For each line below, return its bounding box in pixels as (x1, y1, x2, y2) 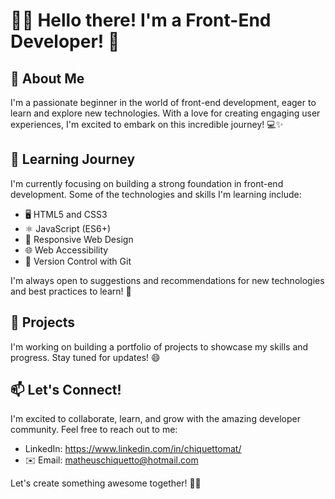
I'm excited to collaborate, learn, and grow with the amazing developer (10, 413, 301, 425)
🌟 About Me (10, 70, 85, 87)
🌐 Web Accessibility (24, 244, 109, 256)
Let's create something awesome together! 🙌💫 (10, 477, 202, 489)
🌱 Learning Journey (10, 151, 136, 168)
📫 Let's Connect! (10, 382, 122, 399)
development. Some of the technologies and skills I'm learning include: (10, 188, 302, 200)
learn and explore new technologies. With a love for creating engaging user (10, 107, 321, 119)
